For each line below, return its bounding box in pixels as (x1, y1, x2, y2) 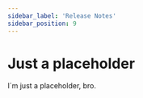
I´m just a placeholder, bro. (7, 81, 97, 91)
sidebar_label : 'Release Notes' (7, 11, 116, 20)
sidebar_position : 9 (7, 19, 78, 28)
